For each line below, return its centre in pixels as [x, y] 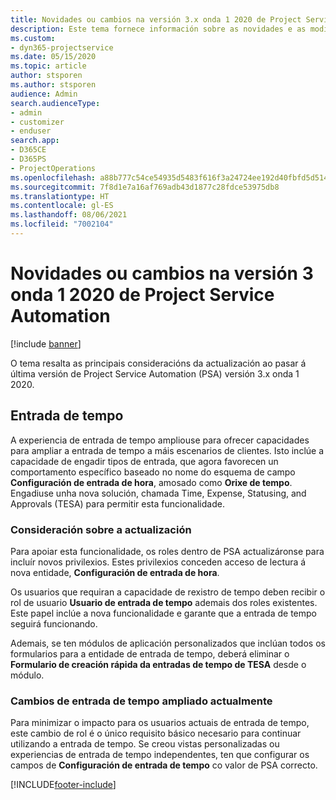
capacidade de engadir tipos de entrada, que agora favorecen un [144, 461]
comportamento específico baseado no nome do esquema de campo [153, 472]
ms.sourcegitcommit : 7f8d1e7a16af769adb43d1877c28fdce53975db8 [145, 187]
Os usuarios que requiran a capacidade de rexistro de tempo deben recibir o [168, 592]
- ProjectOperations [53, 168]
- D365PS [28, 159]
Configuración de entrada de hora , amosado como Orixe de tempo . [151, 482]
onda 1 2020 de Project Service [142, 295]
